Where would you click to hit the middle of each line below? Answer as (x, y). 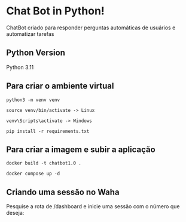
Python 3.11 (20, 67)
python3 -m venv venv (33, 100)
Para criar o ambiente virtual (60, 86)
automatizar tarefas (30, 34)
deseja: (15, 213)
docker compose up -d (33, 174)
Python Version (36, 53)
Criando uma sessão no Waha (63, 192)
